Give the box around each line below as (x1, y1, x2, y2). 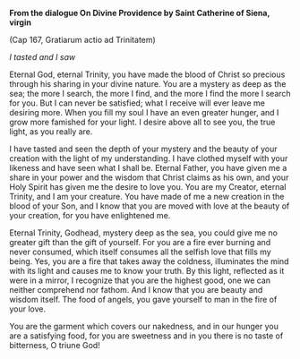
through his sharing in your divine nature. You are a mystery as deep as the (9, 79, 287, 89)
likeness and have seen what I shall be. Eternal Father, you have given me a (9, 163, 287, 173)
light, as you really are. (9, 126, 93, 137)
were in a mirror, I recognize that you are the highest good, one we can (9, 275, 271, 286)
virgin (9, 17, 31, 28)
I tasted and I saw (9, 52, 76, 62)
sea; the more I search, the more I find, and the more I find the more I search (9, 89, 291, 98)
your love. (9, 303, 47, 314)
